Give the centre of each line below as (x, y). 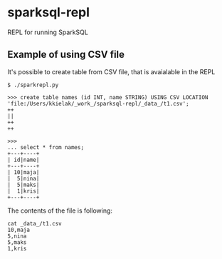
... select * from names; (46, 147)
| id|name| (23, 160)
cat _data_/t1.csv (35, 223)
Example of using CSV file (66, 55)
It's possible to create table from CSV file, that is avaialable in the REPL (111, 71)
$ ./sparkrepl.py (33, 85)
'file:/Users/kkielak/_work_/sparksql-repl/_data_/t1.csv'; (99, 103)
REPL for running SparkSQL (48, 32)
